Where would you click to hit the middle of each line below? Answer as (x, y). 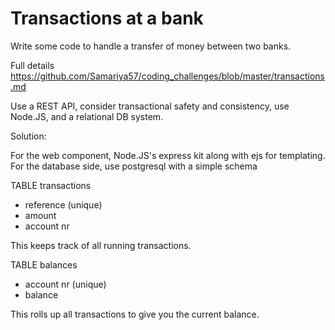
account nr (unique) (65, 284)
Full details (32, 65)
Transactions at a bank (107, 18)
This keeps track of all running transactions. (101, 245)
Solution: (28, 136)
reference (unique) (63, 204)
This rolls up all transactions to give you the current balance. (135, 314)
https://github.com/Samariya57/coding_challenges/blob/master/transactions (167, 76)
